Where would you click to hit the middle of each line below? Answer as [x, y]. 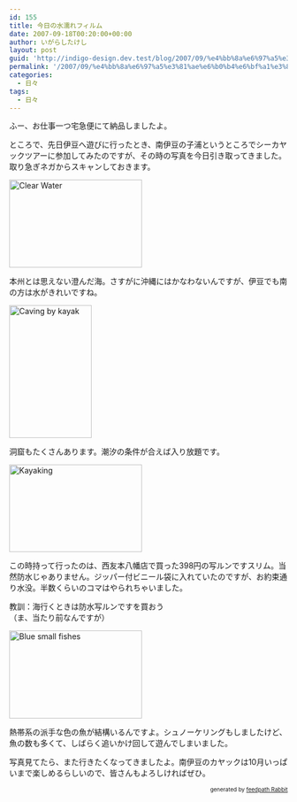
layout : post [33, 50]
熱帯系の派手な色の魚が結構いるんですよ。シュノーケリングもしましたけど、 [148, 732]
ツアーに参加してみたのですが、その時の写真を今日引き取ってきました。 [156, 156]
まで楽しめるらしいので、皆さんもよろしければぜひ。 [113, 773]
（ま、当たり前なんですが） [59, 618]
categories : [31, 75]
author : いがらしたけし [48, 42]
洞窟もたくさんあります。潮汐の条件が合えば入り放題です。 [117, 451]
